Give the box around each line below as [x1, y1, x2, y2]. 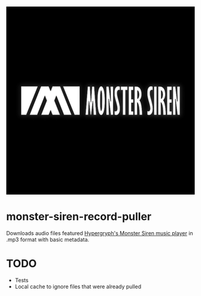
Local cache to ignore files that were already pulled [14, 283, 142, 290]
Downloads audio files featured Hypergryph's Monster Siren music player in [6, 229, 193, 236]
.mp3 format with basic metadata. [6, 236, 90, 243]
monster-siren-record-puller [6, 210, 152, 224]
